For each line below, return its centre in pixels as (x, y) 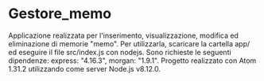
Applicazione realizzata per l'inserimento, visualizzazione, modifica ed (123, 35)
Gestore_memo (60, 14)
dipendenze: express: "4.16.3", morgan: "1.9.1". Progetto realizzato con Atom (132, 61)
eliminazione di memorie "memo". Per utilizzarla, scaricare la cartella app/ (129, 43)
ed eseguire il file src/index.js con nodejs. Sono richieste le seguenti (120, 52)
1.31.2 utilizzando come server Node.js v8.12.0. (85, 68)
